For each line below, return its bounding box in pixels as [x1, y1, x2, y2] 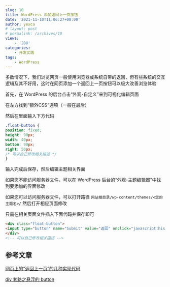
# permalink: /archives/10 [5, 31, 62, 36]
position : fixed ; [5, 128, 42, 133]
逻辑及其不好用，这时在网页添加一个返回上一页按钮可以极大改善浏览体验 [5, 80, 156, 87]
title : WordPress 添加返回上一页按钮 [5, 12, 78, 17]
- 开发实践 [14, 50, 35, 55]
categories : [5, 45, 30, 50]
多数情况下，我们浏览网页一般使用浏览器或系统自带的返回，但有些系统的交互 [5, 74, 165, 80]
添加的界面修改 [14, 183, 46, 189]
